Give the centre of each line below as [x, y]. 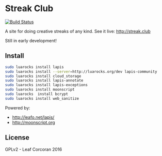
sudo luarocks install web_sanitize [42, 98]
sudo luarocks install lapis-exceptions [47, 85]
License [17, 138]
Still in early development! [31, 40]
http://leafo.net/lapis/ [33, 117]
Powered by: [18, 108]
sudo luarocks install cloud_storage [43, 76]
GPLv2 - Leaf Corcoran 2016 [33, 149]
